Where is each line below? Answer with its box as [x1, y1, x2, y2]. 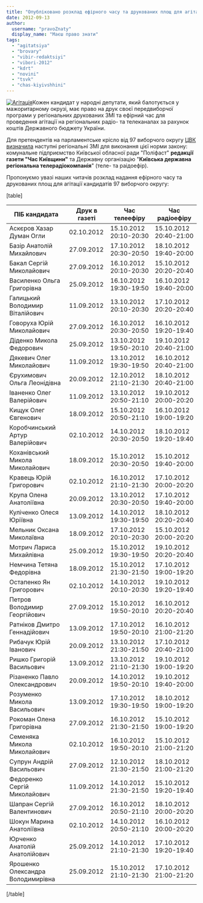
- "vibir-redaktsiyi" [11, 54, 66, 60]
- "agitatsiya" [11, 43, 50, 49]
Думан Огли [9, 232, 45, 240]
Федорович [9, 344, 43, 352]
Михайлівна [9, 551, 44, 559]
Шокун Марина [9, 818, 54, 825]
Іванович [9, 645, 36, 653]
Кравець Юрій [9, 473, 51, 482]
